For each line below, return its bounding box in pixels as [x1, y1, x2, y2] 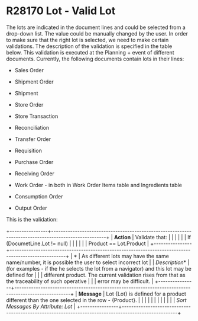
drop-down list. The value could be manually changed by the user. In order [6, 30, 188, 37]
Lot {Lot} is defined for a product [106, 290, 186, 297]
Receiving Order [14, 170, 55, 177]
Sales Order [14, 66, 44, 73]
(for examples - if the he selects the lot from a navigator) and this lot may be [6, 265, 192, 272]
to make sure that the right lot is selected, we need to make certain [6, 36, 169, 43]
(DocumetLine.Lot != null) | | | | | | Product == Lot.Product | [6, 240, 150, 247]
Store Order [14, 101, 44, 108]
